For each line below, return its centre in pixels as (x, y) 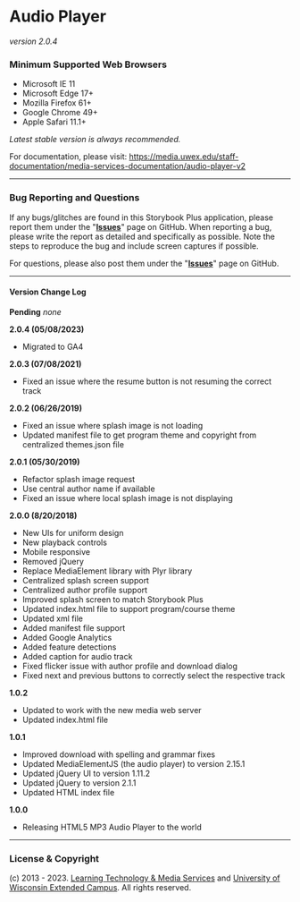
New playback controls (64, 542)
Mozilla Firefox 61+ (57, 103)
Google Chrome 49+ (60, 113)
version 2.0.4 (33, 41)
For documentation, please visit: (68, 157)
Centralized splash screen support (86, 580)
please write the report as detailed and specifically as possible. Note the (142, 236)
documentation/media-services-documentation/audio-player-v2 (128, 166)
